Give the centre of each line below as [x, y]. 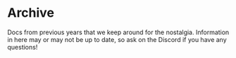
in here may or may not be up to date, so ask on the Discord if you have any [117, 39]
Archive [31, 13]
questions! [23, 47]
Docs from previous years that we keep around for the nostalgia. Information [118, 32]
